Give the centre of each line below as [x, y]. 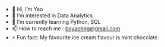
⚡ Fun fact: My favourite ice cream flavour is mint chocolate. [85, 37]
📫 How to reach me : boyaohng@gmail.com [66, 29]
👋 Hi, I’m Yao [27, 9]
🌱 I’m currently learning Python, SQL [56, 22]
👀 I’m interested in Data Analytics [52, 15]
